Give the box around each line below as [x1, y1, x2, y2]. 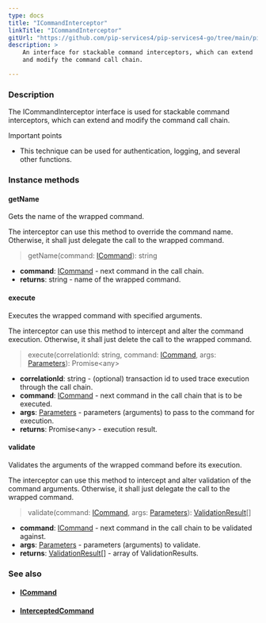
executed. [19, 398, 53, 409]
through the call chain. [19, 382, 93, 391]
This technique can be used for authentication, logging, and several [19, 146, 241, 156]
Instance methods [8, 175, 80, 186]
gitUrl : [8, 33, 34, 42]
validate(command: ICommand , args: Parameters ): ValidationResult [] [27, 507, 252, 517]
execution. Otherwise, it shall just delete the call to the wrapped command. [8, 334, 252, 344]
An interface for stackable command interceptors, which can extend [22, 48, 253, 56]
